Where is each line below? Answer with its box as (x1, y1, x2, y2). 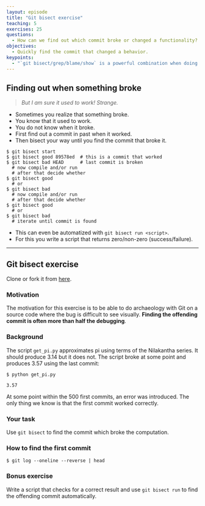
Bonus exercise (6, 472, 53, 480)
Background (6, 333, 44, 341)
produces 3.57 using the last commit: (6, 359, 99, 367)
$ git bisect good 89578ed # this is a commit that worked (6, 154, 163, 160)
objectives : (6, 43, 37, 50)
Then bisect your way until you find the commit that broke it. (15, 137, 167, 144)
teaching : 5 (6, 20, 37, 26)
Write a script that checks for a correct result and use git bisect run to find (6, 486, 198, 493)
